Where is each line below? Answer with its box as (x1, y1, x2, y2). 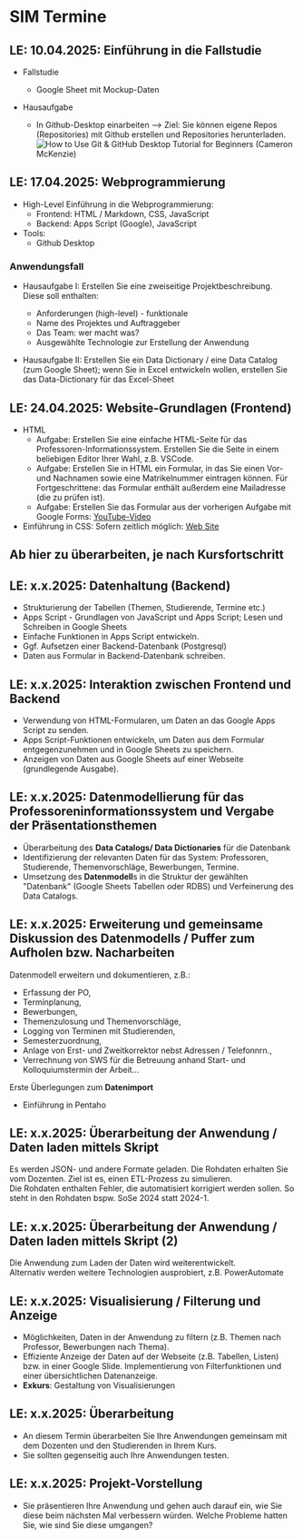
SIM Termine (9, 6, 107, 27)
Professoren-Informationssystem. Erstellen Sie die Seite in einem (35, 443, 279, 454)
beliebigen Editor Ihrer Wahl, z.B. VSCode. (35, 452, 194, 464)
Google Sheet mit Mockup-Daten (35, 84, 161, 94)
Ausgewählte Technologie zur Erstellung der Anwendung (35, 337, 249, 348)
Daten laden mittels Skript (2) (9, 1233, 179, 1248)
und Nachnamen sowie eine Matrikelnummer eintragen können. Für (35, 472, 288, 483)
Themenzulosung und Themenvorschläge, (22, 1016, 181, 1027)
